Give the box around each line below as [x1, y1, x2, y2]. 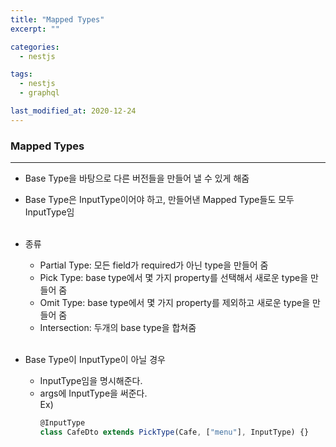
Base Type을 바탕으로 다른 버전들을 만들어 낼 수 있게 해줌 [24, 172, 250, 185]
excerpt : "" [10, 24, 60, 34]
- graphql [19, 88, 60, 98]
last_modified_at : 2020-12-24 [10, 106, 137, 116]
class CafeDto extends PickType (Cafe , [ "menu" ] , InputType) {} [39, 427, 310, 437]
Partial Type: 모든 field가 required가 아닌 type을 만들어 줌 [39, 259, 269, 271]
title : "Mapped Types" [10, 14, 105, 25]
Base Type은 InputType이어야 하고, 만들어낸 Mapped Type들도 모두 [24, 194, 295, 206]
